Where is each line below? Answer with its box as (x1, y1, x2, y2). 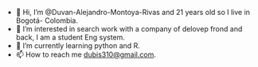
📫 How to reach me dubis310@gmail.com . (15, 50, 157, 59)
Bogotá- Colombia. (15, 16, 78, 25)
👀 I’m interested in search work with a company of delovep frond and (15, 24, 243, 33)
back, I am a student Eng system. (15, 32, 126, 42)
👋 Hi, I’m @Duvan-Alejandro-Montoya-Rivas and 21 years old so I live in (15, 8, 251, 17)
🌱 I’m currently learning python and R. (15, 41, 141, 50)
